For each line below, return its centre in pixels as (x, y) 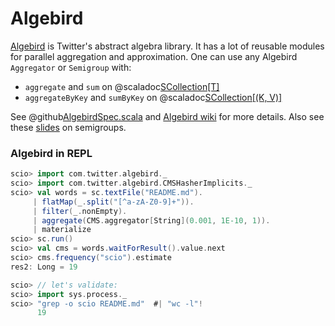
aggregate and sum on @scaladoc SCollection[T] (122, 86)
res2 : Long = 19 (44, 267)
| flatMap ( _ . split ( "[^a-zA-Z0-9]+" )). (113, 202)
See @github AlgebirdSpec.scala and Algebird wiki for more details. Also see (167, 116)
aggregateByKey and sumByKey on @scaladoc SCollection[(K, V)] (153, 97)
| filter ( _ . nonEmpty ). (80, 211)
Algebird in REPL (51, 153)
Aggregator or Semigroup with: (71, 67)
